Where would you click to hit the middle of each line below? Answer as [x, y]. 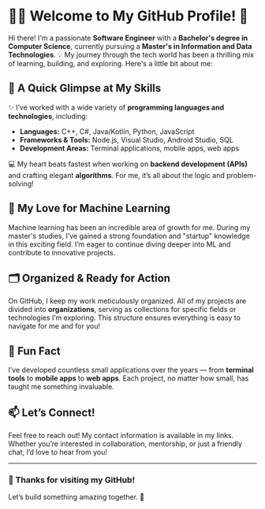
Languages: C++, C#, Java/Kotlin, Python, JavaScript [107, 131]
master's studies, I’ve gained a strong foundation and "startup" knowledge [129, 236]
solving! [21, 184]
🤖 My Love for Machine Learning [90, 208]
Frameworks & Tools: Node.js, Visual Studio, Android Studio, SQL [127, 139]
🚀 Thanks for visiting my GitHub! [72, 480]
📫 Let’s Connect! [52, 412]
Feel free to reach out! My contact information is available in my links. [121, 435]
